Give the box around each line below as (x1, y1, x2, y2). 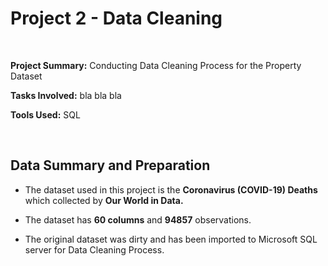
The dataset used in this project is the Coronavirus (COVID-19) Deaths (24, 183, 318, 196)
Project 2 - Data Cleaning (10, 7, 223, 30)
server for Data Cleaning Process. (24, 243, 165, 256)
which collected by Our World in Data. (24, 194, 184, 206)
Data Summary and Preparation (10, 157, 211, 174)
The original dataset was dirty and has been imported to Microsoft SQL (24, 233, 318, 245)
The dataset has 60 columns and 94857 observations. (24, 213, 252, 226)
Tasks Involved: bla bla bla (10, 89, 122, 101)
